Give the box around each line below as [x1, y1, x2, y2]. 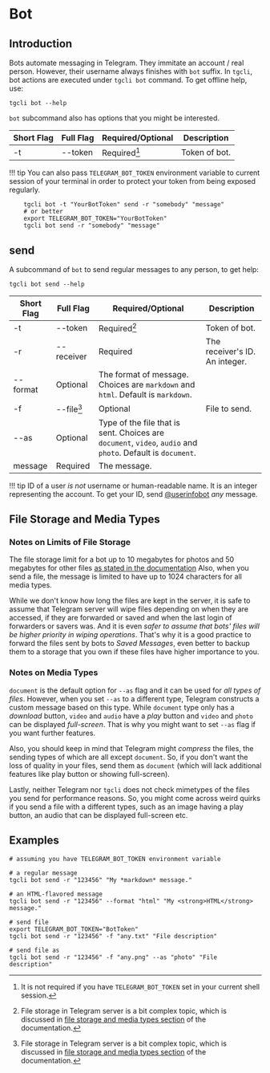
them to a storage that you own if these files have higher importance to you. [9, 647, 260, 656]
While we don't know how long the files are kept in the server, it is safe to [9, 595, 251, 606]
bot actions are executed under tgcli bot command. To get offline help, [9, 75, 248, 84]
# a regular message [9, 868, 79, 877]
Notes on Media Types [9, 667, 99, 678]
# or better [23, 208, 63, 216]
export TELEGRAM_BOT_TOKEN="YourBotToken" [23, 214, 167, 223]
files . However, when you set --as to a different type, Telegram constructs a [9, 693, 260, 703]
